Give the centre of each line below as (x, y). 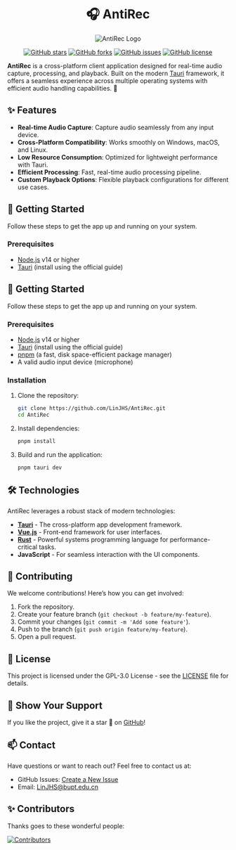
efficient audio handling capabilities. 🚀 (63, 88)
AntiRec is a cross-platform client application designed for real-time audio (115, 65)
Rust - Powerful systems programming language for (93, 539)
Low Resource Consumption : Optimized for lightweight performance (117, 157)
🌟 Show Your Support (55, 706)
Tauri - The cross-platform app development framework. (100, 524)
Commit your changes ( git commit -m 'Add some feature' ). (104, 622)
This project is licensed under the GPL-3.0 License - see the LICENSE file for (118, 676)
